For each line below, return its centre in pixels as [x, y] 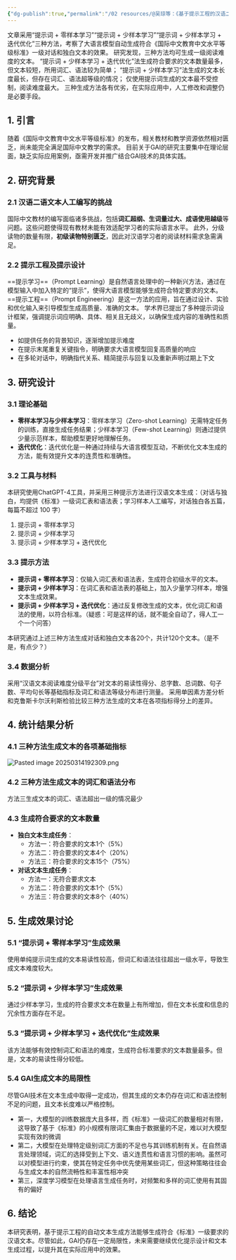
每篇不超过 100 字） [36, 510]
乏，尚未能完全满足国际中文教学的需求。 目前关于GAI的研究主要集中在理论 [115, 147]
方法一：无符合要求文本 [62, 879]
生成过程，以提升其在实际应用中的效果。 [66, 1249]
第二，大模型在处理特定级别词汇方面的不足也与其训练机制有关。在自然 [119, 1145]
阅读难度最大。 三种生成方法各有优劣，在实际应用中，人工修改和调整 [119, 87]
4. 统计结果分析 [40, 725]
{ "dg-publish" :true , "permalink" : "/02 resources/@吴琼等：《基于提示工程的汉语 [117, 14]
